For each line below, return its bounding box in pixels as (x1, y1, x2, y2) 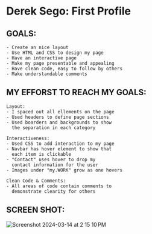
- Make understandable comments (6, 71, 87, 77)
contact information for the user (11, 162, 98, 168)
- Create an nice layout (6, 44, 69, 50)
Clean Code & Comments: (6, 178, 66, 184)
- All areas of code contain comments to (6, 183, 112, 189)
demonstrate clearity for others (11, 188, 96, 195)
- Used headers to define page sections (6, 114, 110, 120)
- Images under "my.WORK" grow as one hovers (6, 167, 122, 173)
